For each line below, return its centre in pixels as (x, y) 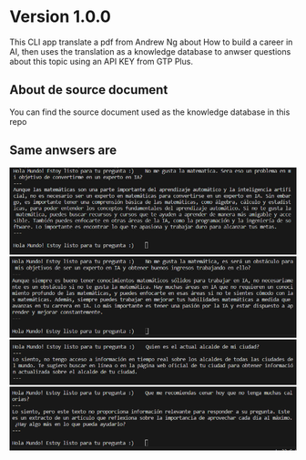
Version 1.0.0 (60, 17)
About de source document (89, 90)
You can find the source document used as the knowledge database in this (150, 112)
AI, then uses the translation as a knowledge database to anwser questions (150, 51)
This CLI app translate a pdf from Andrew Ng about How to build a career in (151, 42)
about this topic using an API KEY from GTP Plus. (102, 61)
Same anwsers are (63, 151)
